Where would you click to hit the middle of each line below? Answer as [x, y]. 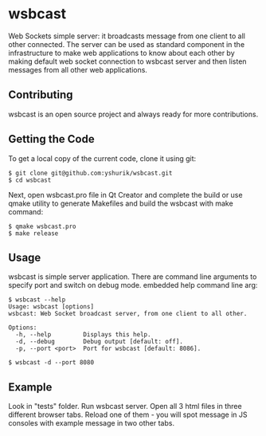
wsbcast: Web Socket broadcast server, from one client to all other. [128, 314]
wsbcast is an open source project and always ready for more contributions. [133, 114]
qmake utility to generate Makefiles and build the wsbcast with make [121, 203]
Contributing [41, 95]
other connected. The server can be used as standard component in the [127, 44]
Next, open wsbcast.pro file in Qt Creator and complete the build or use [125, 194]
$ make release [33, 233]
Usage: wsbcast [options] [51, 307]
